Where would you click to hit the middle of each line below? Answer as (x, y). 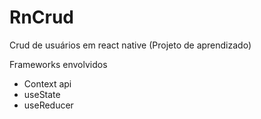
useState (42, 94)
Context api (47, 83)
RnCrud (42, 17)
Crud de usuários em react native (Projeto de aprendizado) (130, 45)
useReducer (48, 105)
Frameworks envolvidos (58, 64)
